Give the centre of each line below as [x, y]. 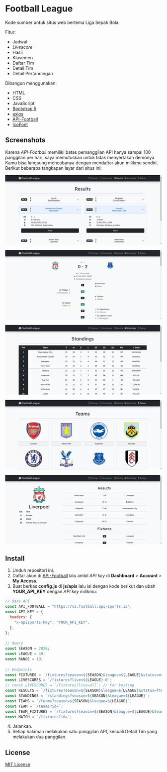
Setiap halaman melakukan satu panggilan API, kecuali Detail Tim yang [85, 732]
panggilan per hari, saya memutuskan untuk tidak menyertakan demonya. [80, 157]
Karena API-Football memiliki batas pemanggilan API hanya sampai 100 [78, 152]
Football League [39, 9]
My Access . [25, 581]
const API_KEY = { [24, 612]
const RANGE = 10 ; [24, 659]
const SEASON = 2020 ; [28, 649]
